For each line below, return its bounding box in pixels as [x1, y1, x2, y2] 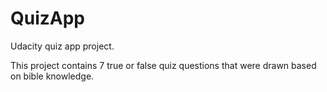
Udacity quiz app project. [10, 40, 115, 52]
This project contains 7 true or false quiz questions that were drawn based [10, 59, 317, 71]
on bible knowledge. [10, 70, 95, 82]
